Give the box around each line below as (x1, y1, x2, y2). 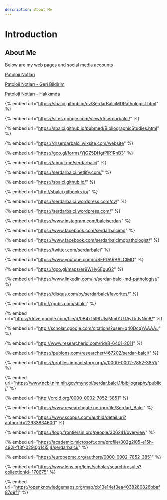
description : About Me (5, 7, 52, 12)
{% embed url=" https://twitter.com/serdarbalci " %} (5, 247, 111, 253)
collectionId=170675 (5, 469, 47, 475)
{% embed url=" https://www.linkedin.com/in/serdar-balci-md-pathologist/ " (5, 276, 160, 282)
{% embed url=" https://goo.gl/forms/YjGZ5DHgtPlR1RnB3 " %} (5, 150, 134, 156)
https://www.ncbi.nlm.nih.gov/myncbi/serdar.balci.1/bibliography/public (15, 380, 162, 386)
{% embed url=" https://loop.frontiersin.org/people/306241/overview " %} (5, 429, 155, 435)
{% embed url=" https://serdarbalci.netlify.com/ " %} (5, 169, 111, 175)
